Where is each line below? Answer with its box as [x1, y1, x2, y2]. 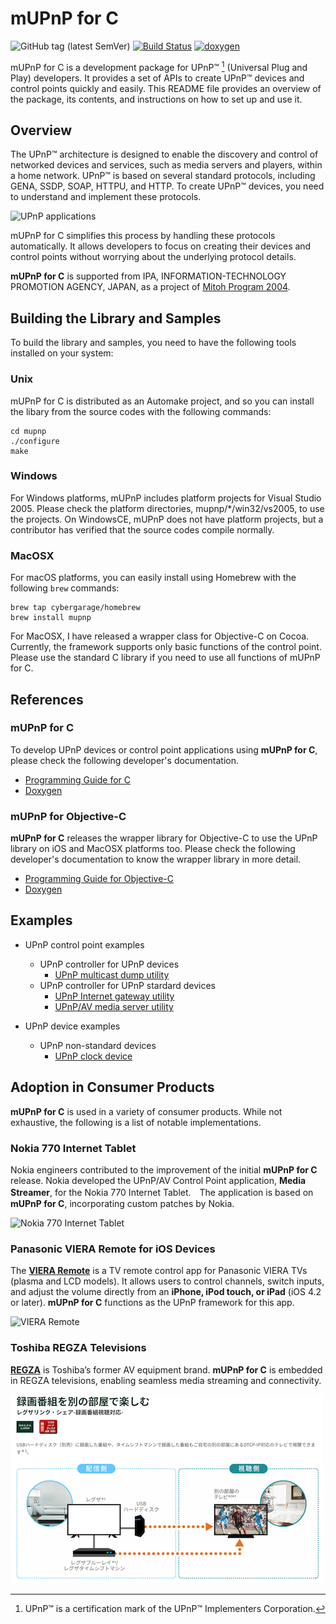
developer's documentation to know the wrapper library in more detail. [10, 853, 302, 866]
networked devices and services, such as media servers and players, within [10, 159, 323, 171]
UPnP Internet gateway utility [54, 990, 175, 1002]
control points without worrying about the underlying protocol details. [10, 251, 297, 263]
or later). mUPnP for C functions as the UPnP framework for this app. [10, 1297, 295, 1309]
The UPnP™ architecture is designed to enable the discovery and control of [10, 148, 319, 161]
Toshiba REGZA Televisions [10, 1341, 147, 1355]
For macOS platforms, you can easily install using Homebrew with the [10, 572, 297, 584]
